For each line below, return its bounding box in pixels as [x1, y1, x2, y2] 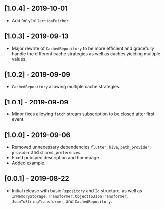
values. [11, 56, 27, 62]
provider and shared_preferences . [11, 149, 82, 155]
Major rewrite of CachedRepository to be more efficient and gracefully [11, 45, 154, 51]
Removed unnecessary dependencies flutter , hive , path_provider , [11, 144, 151, 150]
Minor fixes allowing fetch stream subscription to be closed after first [11, 111, 155, 117]
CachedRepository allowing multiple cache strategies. [11, 84, 121, 90]
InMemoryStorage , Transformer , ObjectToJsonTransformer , [11, 193, 128, 199]
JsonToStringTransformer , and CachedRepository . [11, 198, 112, 204]
